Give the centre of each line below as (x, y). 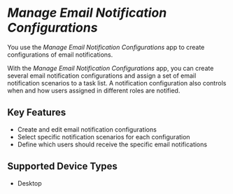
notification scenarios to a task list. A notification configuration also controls (117, 83)
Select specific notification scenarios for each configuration (104, 137)
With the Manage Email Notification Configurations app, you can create (111, 68)
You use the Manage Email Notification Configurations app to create (106, 47)
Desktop (29, 183)
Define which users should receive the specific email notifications (112, 144)
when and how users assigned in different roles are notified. (94, 90)
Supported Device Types (62, 166)
